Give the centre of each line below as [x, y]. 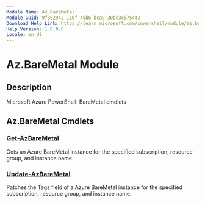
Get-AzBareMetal [33, 138]
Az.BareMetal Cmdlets [50, 121]
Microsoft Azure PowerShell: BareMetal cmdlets [67, 102]
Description [29, 87]
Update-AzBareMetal [38, 174]
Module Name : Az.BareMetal [41, 12]
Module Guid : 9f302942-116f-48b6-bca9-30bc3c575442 [73, 18]
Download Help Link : [33, 23]
